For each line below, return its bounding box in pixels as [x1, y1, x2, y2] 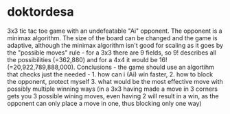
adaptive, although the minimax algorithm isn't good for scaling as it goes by [7, 41, 224, 49]
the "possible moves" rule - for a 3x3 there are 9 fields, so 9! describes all [7, 48, 216, 57]
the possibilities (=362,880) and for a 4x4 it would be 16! [7, 55, 168, 63]
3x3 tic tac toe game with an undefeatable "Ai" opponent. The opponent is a [7, 27, 222, 35]
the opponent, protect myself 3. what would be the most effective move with [7, 77, 223, 85]
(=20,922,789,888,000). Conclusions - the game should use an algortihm [7, 63, 215, 71]
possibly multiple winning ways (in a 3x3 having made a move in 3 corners [7, 85, 218, 93]
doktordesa [7, 4, 74, 20]
